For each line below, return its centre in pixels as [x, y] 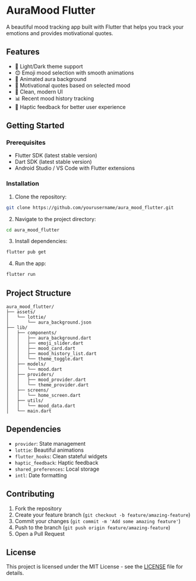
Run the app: [30, 263]
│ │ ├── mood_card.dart [41, 349]
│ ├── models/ [26, 364]
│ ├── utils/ [25, 401]
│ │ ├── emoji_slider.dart [45, 343]
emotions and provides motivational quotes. [60, 33]
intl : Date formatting [41, 475]
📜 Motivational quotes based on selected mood [72, 85]
